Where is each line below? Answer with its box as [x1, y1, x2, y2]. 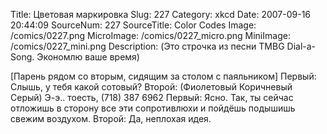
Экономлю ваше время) [36, 51, 140, 63]
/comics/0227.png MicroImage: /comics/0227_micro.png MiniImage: [10, 30, 291, 41]
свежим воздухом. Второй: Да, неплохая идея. [10, 113, 212, 124]
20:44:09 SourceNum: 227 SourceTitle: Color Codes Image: [10, 19, 257, 31]
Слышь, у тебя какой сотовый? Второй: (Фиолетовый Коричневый [10, 81, 293, 93]
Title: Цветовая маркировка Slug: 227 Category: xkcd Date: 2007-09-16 [10, 9, 312, 20]
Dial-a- [286, 40, 317, 52]
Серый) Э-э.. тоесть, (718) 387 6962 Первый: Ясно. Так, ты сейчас [10, 92, 294, 103]
